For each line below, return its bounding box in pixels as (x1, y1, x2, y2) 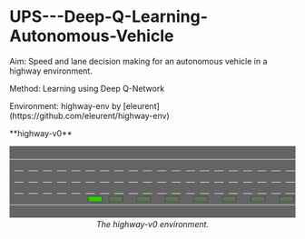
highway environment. (9, 65, 93, 76)
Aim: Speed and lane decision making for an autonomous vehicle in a (9, 55, 268, 66)
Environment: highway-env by (9, 100, 122, 111)
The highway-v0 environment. (95, 218, 210, 229)
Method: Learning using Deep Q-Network (9, 83, 165, 94)
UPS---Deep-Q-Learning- (9, 6, 209, 27)
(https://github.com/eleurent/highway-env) (9, 110, 170, 121)
